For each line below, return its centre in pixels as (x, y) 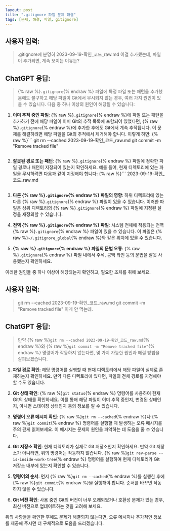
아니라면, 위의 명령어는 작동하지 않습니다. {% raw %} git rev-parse (89, 453)
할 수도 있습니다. (29, 382)
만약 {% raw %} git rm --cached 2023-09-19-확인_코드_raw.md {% (83, 340)
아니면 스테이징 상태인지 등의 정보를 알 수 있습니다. (69, 406)
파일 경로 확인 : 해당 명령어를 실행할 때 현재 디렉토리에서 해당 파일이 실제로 (85, 370)
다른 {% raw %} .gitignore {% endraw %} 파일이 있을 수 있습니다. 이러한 (86, 202)
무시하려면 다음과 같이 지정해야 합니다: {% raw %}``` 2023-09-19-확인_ (93, 174)
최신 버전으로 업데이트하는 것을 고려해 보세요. (57, 506)
